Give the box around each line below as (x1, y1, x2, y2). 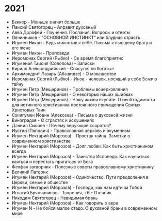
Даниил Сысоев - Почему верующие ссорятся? (11, 122, 111, 128)
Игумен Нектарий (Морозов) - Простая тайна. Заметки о (11, 132, 130, 139)
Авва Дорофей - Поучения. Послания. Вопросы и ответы (11, 29, 130, 35)
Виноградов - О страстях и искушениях (11, 117, 95, 123)
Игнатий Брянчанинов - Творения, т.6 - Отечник (11, 189, 112, 195)
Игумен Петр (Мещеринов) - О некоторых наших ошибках (11, 91, 133, 97)
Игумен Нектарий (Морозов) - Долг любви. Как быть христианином (11, 143, 154, 149)
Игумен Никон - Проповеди (11, 50, 70, 56)
